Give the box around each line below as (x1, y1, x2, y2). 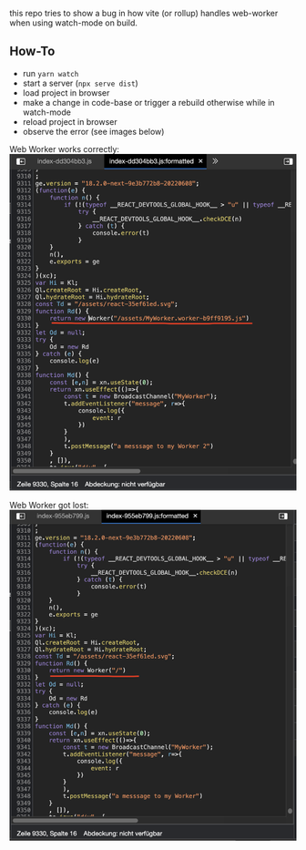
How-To (9, 44, 56, 59)
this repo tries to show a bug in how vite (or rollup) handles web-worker (9, 8, 279, 18)
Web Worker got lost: (9, 499, 89, 510)
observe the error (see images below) (22, 126, 165, 137)
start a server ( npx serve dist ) (22, 77, 138, 88)
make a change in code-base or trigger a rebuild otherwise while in (22, 97, 275, 108)
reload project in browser (22, 116, 117, 127)
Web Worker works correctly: (9, 143, 120, 154)
